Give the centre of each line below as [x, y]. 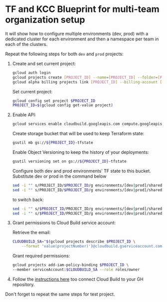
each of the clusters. [26, 44]
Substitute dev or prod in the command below [59, 176]
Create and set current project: [44, 63]
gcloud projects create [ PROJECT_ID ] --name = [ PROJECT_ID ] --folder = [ [86, 77]
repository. [23, 284]
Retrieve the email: [31, 233]
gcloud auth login [31, 73]
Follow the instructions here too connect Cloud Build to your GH [78, 279]
